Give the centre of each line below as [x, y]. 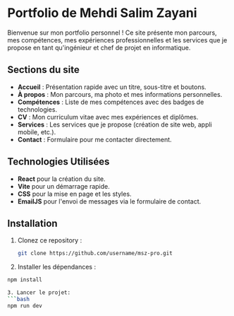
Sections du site [43, 70]
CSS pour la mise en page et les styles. [74, 194]
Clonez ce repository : [50, 240]
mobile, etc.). [37, 131]
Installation [32, 223]
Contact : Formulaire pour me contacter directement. [94, 139]
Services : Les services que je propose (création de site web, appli [115, 124]
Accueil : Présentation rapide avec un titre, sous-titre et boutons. [112, 87]
